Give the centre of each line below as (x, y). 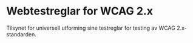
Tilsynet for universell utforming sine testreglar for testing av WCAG (91, 28)
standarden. (21, 34)
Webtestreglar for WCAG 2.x (80, 11)
